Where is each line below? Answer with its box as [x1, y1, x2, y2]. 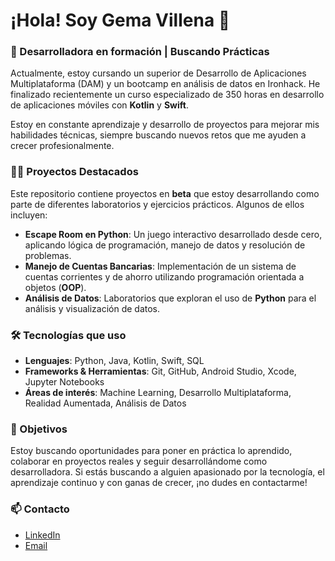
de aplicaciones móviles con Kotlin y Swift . [10, 99, 189, 111]
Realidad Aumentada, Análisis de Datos [24, 397, 187, 409]
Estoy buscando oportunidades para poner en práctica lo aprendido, [10, 445, 293, 457]
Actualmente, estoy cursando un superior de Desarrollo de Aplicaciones [10, 67, 307, 79]
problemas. [24, 249, 72, 261]
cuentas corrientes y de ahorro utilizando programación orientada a [24, 270, 305, 283]
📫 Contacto [10, 502, 70, 516]
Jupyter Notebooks [24, 376, 105, 388]
